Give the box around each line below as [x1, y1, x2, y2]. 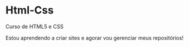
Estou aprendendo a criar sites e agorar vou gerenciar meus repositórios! [5, 34, 184, 41]
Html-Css [5, 4, 54, 17]
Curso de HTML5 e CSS [5, 23, 64, 30]
